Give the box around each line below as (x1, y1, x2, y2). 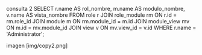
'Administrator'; (6, 30, 45, 38)
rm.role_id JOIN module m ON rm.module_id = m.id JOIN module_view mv (6, 18, 190, 25)
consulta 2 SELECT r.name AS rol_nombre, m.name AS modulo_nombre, (6, 5, 185, 12)
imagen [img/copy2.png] (6, 42, 68, 49)
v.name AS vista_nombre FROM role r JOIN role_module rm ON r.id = (6, 11, 177, 19)
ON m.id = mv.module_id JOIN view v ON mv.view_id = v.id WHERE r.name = (6, 24, 197, 31)
